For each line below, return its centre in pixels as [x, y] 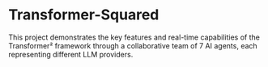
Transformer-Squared [84, 15]
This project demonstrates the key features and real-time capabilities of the [134, 37]
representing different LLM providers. [71, 54]
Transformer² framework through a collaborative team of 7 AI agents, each [133, 45]
